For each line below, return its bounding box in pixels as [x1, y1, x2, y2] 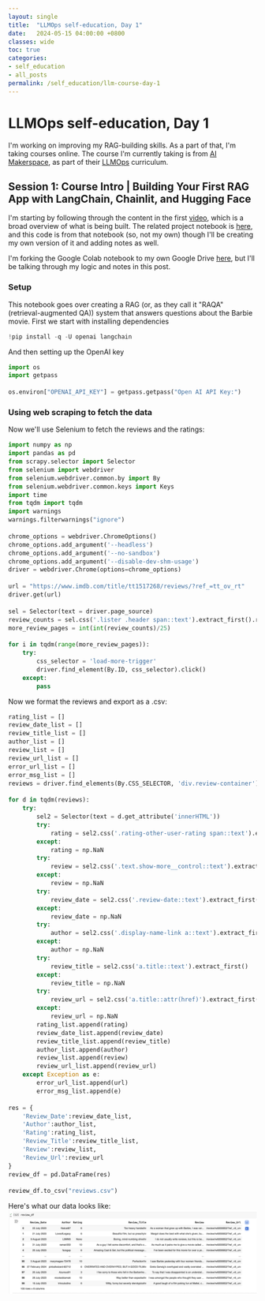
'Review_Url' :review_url [22, 1153, 104, 1161]
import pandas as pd [8, 450, 77, 458]
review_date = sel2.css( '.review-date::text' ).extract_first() [50, 895, 263, 903]
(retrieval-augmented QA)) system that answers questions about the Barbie [8, 308, 253, 317]
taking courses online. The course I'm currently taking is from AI [8, 148, 217, 158]
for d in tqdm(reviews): [8, 796, 90, 804]
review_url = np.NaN [50, 1012, 118, 1021]
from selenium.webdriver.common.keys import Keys [8, 482, 175, 491]
